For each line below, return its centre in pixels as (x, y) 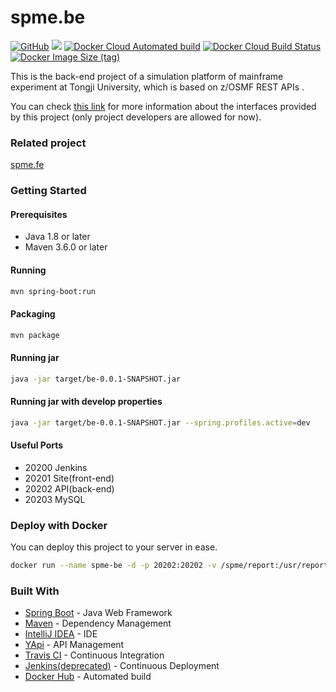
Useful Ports (37, 445)
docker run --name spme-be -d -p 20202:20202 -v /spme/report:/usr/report (169, 566)
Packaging (33, 314)
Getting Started (48, 191)
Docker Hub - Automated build (88, 677)
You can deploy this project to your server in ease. (114, 547)
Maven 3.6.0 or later (66, 247)
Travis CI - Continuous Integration (94, 655)
